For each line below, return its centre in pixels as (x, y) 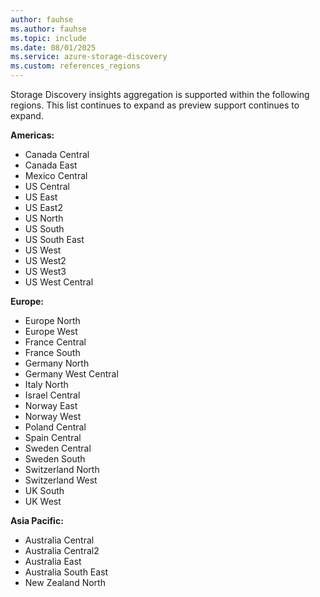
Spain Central (53, 437)
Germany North (57, 363)
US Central (47, 186)
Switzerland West (61, 480)
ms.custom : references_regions (75, 66)
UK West (43, 501)
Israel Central (52, 395)
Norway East (51, 405)
